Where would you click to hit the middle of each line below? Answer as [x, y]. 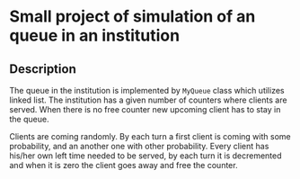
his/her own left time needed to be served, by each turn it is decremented [146, 156]
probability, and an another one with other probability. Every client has [139, 146]
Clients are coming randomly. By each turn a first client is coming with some [150, 136]
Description [43, 69]
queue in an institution [95, 36]
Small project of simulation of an [132, 17]
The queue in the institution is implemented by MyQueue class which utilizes [147, 90]
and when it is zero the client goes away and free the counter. [124, 165]
